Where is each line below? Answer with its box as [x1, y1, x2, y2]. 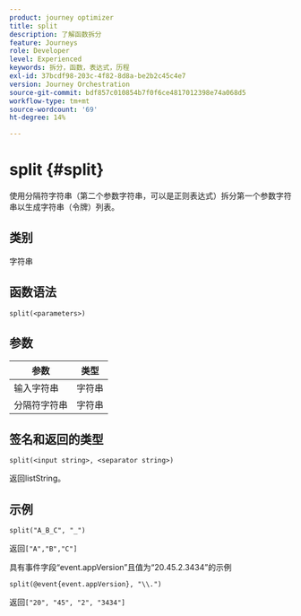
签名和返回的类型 [9, 431, 104, 447]
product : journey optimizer [9, 13, 115, 22]
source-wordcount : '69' [9, 105, 99, 114]
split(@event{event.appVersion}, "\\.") [9, 580, 163, 589]
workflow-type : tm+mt [9, 96, 90, 106]
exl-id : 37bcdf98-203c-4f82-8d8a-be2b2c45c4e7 [9, 72, 186, 81]
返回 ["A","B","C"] [9, 543, 78, 554]
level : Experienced [9, 55, 82, 64]
